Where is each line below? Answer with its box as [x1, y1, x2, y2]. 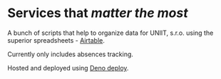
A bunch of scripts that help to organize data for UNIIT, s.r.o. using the [7, 28, 214, 37]
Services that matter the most [7, 5, 188, 21]
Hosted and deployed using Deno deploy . [7, 63, 129, 72]
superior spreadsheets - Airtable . [7, 36, 105, 44]
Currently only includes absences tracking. [7, 50, 134, 58]
